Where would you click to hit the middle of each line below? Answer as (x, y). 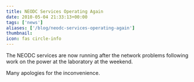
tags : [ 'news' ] (25, 22)
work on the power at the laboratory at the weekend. (69, 61)
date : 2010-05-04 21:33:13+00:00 (47, 17)
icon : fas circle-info (34, 39)
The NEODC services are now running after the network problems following (97, 55)
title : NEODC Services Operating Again (55, 11)
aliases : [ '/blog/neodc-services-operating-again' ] (70, 28)
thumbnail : (19, 33)
